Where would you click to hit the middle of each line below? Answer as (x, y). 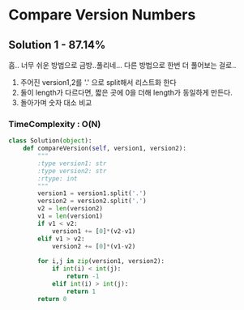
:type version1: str (72, 163)
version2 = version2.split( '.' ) (92, 201)
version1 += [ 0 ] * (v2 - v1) (94, 231)
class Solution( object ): (50, 141)
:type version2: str (72, 171)
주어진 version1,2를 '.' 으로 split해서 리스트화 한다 (98, 82)
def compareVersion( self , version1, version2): (105, 149)
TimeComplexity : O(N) (55, 124)
